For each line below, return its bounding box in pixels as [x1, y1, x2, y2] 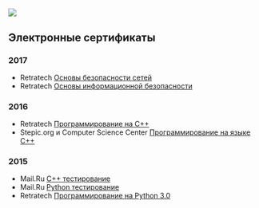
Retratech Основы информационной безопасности [19, 80, 193, 91]
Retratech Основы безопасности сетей [19, 73, 153, 82]
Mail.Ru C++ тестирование [19, 174, 110, 183]
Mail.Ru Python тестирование [19, 182, 120, 192]
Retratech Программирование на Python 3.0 [19, 191, 171, 201]
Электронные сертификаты [8, 30, 156, 44]
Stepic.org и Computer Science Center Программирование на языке [19, 128, 251, 137]
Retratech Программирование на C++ [19, 120, 149, 129]
